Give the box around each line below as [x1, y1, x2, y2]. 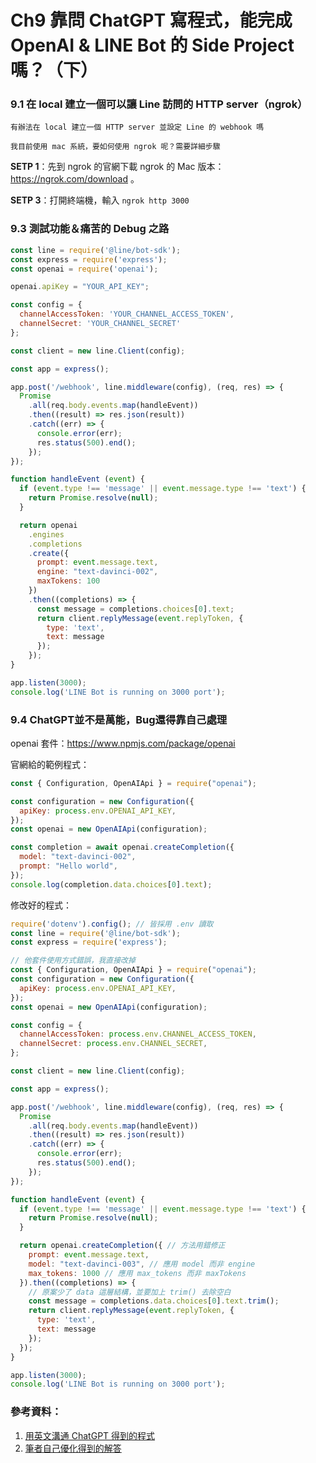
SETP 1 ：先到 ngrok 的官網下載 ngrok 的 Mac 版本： [10, 161, 225, 173]
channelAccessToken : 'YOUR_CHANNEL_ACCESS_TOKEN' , [19, 309, 235, 320]
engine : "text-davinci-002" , [36, 567, 159, 577]
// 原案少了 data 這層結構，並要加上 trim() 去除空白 [28, 1287, 232, 1297]
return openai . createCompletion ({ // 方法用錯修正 [19, 1241, 226, 1251]
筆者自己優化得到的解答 [24, 1442, 122, 1454]
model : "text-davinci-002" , [19, 852, 137, 862]
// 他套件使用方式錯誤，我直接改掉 [10, 956, 136, 966]
